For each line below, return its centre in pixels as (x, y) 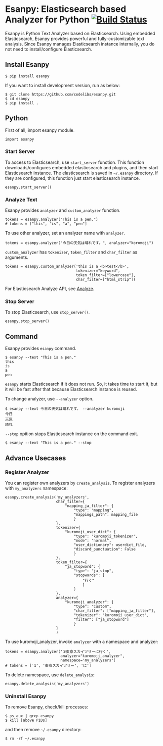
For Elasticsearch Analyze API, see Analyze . (50, 289)
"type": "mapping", (93, 510)
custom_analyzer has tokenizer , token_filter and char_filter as (71, 252)
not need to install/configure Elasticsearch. (49, 49)
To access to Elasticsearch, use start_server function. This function (75, 162)
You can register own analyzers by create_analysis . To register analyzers (80, 483)
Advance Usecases (36, 458)
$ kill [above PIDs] (26, 721)
